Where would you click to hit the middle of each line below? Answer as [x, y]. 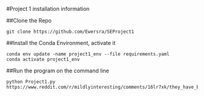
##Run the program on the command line [58, 70]
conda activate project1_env [43, 60]
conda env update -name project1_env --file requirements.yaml [88, 54]
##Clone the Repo [29, 20]
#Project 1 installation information [48, 9]
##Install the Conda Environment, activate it [61, 43]
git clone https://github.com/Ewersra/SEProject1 [70, 32]
